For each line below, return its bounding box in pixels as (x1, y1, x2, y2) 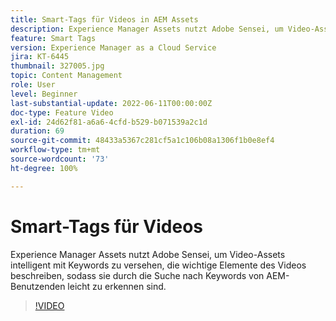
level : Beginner (10, 89, 78, 99)
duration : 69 (10, 126, 65, 136)
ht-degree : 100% (10, 163, 78, 173)
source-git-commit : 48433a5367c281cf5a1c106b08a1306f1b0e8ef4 (10, 136, 275, 146)
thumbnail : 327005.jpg (10, 61, 105, 71)
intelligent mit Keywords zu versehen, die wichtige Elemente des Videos (10, 259, 307, 271)
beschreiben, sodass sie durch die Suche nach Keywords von (10, 269, 265, 281)
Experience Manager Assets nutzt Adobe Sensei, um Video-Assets (10, 248, 286, 260)
